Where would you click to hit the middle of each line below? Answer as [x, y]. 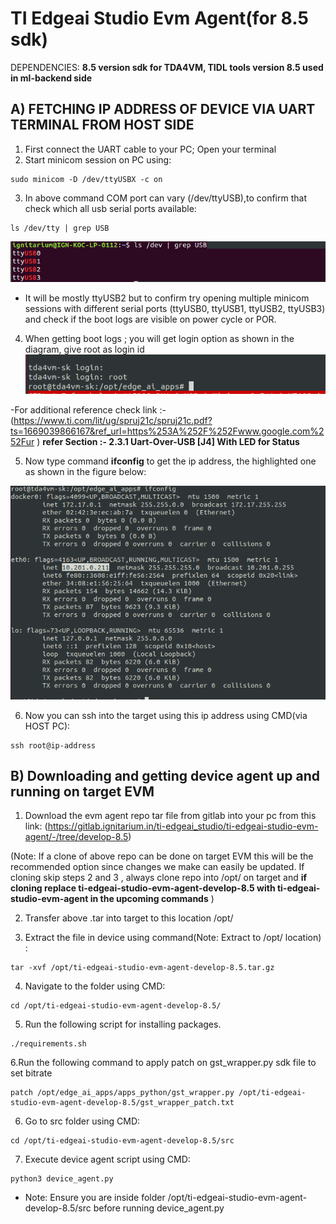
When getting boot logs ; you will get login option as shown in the [159, 338]
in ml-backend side [51, 78]
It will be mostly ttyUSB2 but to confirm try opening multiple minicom [167, 298]
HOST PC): [47, 726]
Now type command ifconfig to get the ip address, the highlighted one [170, 461]
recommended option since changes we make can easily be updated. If [157, 867]
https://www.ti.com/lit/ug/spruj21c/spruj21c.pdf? [113, 420]
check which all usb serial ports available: [110, 208]
